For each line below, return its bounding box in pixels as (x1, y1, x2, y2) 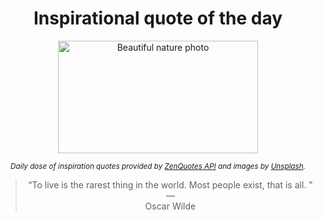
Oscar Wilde (144, 200, 197, 212)
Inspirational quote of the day (33, 7, 283, 30)
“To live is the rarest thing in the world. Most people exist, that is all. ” (28, 178, 313, 191)
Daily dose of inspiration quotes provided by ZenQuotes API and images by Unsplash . (10, 161, 306, 171)
